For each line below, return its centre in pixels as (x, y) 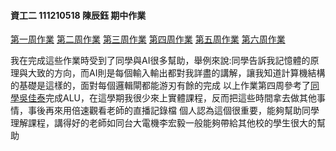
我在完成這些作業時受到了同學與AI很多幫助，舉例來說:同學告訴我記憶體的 (160, 61)
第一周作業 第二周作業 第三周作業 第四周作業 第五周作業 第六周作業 (148, 39)
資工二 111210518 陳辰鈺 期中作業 (78, 15)
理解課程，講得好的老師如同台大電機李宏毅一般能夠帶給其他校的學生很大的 (163, 123)
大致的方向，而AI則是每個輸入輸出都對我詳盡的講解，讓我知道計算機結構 (176, 73)
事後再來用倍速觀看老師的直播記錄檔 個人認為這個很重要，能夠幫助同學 (173, 111)
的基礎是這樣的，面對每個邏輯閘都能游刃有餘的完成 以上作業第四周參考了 (160, 86)
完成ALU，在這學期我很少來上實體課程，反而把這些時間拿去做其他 (181, 98)
